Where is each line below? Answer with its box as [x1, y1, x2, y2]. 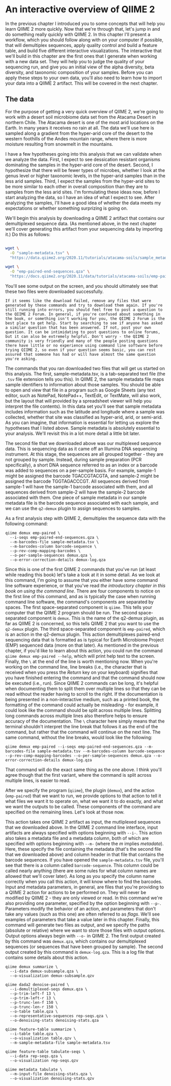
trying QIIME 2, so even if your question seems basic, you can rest [5, 348, 156, 353]
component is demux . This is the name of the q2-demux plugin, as [27, 615, 164, 621]
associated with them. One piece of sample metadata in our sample [5, 495, 147, 501]
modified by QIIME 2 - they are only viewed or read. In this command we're [5, 895, 163, 901]
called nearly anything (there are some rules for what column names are [5, 868, 157, 874]
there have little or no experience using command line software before [5, 343, 163, 348]
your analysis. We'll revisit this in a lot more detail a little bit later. [5, 430, 140, 436]
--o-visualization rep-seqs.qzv [10, 1058, 79, 1063]
